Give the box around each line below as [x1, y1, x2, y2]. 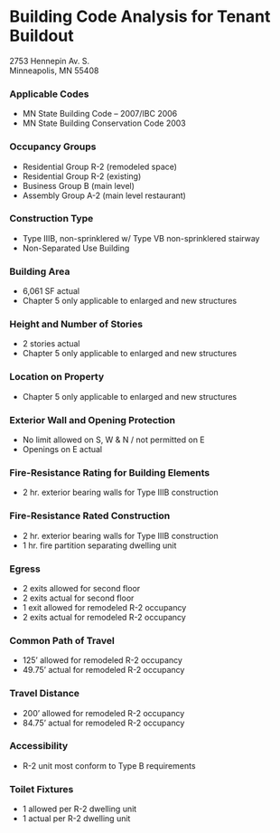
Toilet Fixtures [9, 782, 74, 795]
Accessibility [9, 740, 69, 753]
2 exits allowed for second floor [22, 582, 141, 593]
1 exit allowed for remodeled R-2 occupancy [22, 601, 187, 612]
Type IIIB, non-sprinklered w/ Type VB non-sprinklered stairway [22, 232, 260, 243]
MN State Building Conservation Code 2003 [22, 118, 187, 128]
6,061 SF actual [22, 286, 79, 297]
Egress [9, 563, 41, 575]
